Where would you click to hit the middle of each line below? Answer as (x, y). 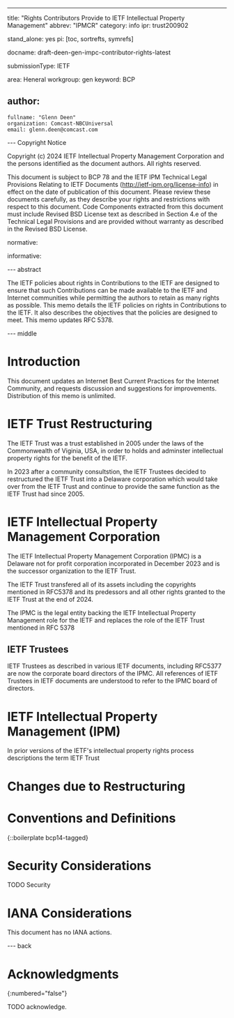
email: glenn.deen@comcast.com (53, 130)
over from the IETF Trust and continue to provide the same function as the (114, 486)
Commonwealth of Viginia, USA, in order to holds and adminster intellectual (115, 450)
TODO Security (29, 885)
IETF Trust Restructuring (80, 424)
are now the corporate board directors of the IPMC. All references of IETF (112, 674)
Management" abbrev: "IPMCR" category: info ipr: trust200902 (98, 25)
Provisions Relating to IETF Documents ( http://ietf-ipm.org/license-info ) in (113, 184)
